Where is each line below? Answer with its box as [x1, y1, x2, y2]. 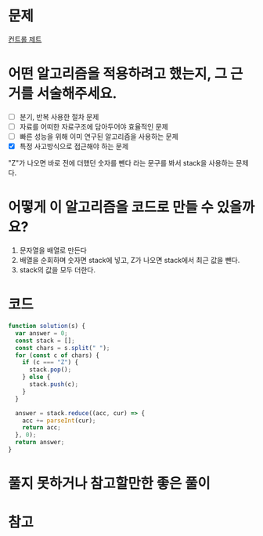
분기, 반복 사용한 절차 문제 [19, 111, 99, 122]
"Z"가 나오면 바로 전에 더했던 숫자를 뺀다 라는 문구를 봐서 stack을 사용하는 [8, 159, 235, 168]
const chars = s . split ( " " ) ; [15, 344, 110, 352]
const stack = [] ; [15, 337, 76, 345]
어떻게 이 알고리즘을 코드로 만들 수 [8, 199, 214, 217]
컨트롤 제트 [8, 35, 42, 44]
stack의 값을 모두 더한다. [19, 265, 96, 275]
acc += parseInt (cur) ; [22, 417, 96, 425]
